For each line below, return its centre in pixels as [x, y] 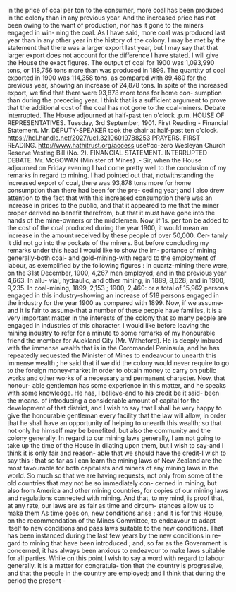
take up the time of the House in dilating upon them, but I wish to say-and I [116, 445]
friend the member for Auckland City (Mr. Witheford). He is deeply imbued [115, 341]
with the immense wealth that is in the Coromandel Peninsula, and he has [113, 348]
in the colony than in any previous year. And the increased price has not [112, 18]
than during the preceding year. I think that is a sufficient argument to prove [117, 100]
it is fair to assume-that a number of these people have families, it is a [121, 310]
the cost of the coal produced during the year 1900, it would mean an [108, 228]
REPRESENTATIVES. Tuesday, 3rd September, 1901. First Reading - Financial [118, 123]
